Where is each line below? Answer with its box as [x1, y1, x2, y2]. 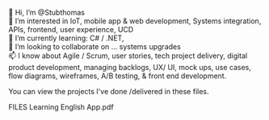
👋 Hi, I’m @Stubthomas [8, 8, 85, 17]
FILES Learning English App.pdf [8, 102, 115, 112]
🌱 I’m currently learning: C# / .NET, [8, 33, 124, 43]
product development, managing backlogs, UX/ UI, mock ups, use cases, [8, 63, 252, 72]
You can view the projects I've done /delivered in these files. [8, 87, 209, 96]
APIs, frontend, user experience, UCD [8, 25, 134, 34]
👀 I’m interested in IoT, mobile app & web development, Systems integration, [8, 16, 262, 26]
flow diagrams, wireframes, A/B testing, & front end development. [8, 71, 227, 81]
